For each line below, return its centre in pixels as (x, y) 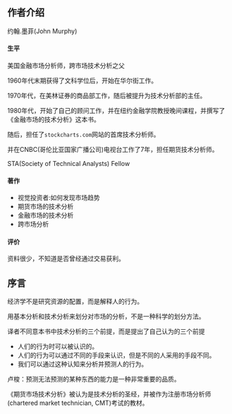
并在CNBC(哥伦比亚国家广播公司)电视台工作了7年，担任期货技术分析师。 (113, 150)
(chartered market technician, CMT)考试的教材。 (78, 403)
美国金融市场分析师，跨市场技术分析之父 (66, 66)
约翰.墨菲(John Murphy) (42, 31)
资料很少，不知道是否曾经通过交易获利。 (66, 259)
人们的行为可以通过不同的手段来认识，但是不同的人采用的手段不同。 (116, 355)
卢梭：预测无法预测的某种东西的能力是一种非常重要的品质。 (94, 379)
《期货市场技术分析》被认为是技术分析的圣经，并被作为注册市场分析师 (109, 394)
